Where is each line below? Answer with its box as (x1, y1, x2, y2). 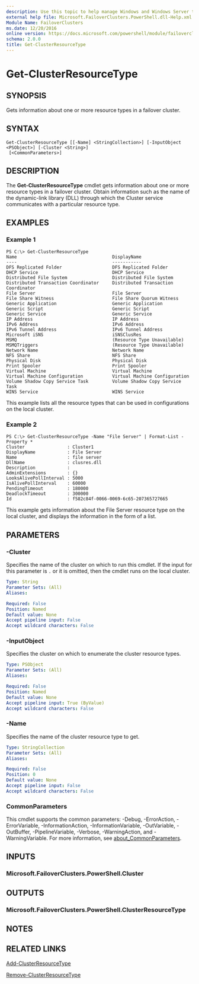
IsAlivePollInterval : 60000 (6, 481, 86, 487)
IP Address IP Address (6, 317, 139, 322)
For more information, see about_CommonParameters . (49, 835, 182, 842)
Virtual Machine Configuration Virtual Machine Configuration (6, 373, 190, 379)
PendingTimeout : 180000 (6, 485, 89, 492)
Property (6, 439, 28, 445)
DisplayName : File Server (6, 449, 102, 455)
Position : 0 (6, 772, 36, 778)
